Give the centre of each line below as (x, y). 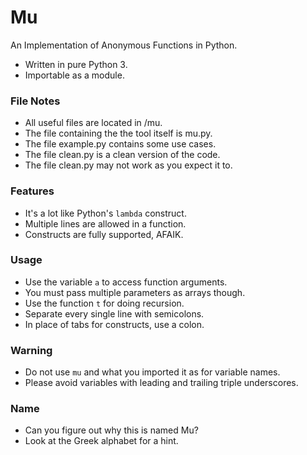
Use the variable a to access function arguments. (126, 282)
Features (32, 191)
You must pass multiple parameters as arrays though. (135, 292)
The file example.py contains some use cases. (120, 144)
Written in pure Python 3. (76, 64)
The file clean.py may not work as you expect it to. (128, 165)
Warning (31, 350)
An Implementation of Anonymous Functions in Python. (124, 45)
